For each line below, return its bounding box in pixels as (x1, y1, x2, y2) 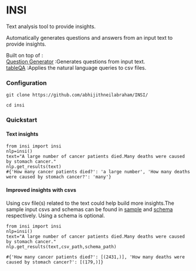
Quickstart (6, 116, 38, 124)
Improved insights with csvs (6, 186, 76, 193)
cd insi (6, 102, 25, 108)
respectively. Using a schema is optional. (6, 212, 106, 219)
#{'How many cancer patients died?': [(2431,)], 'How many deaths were (6, 254, 185, 260)
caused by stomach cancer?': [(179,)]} (6, 259, 104, 265)
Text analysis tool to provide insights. (6, 23, 96, 30)
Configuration (6, 78, 47, 87)
